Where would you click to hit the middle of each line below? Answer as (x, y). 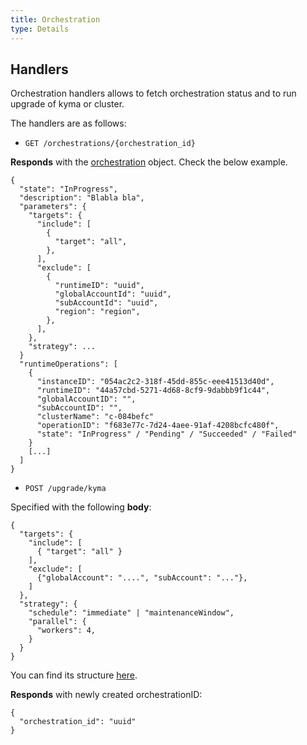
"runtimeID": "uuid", (99, 286)
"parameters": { (53, 207)
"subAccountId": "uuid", (106, 303)
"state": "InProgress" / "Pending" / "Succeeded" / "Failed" (167, 434)
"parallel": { (57, 622)
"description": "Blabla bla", (82, 198)
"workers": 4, (66, 631)
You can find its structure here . (74, 675)
